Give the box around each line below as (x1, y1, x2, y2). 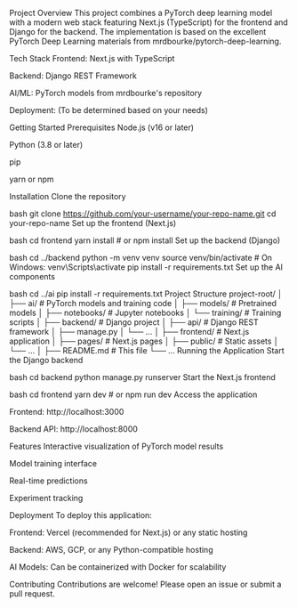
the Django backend (9, 355, 84, 365)
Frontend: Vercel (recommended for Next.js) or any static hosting (9, 527, 248, 538)
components (9, 272, 56, 281)
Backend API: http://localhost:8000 (9, 424, 138, 434)
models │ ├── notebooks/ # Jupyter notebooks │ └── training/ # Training (9, 307, 282, 318)
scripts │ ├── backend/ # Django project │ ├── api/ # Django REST (9, 317, 260, 328)
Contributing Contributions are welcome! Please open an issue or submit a (9, 579, 282, 589)
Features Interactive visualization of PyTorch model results (9, 441, 224, 451)
